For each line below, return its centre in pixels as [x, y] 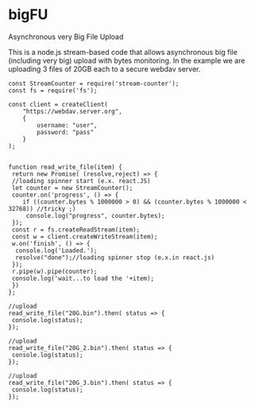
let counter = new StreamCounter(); [72, 188]
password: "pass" [65, 132]
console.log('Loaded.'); [56, 251]
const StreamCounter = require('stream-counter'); [94, 84]
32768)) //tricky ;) [42, 208]
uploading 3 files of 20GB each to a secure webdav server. [104, 68]
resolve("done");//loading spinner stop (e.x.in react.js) [115, 257]
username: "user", [67, 125]
